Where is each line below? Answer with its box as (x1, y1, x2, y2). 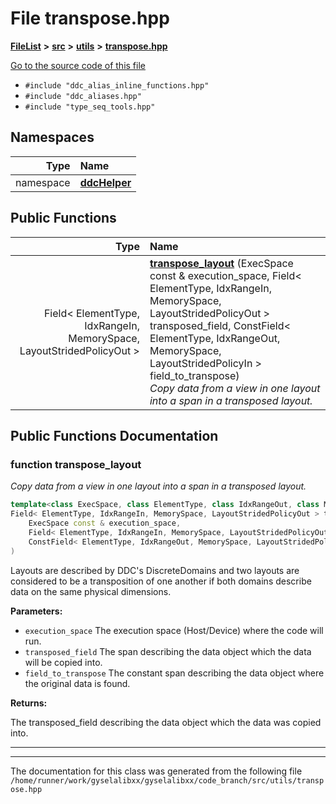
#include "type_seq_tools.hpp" (24, 102, 156, 112)
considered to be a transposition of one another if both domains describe (10, 575, 312, 587)
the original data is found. (24, 677, 131, 689)
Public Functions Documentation (10, 427, 219, 444)
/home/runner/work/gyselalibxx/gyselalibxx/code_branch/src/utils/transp (10, 775, 325, 786)
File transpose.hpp (10, 7, 170, 30)
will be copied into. (24, 656, 103, 668)
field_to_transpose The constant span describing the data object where (24, 667, 325, 679)
